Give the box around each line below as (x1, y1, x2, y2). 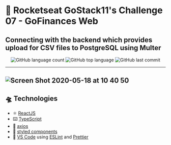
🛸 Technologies (5, 94, 58, 103)
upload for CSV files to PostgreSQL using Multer (5, 43, 161, 52)
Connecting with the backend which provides (5, 35, 153, 44)
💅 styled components (12, 129, 58, 135)
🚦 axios (12, 123, 28, 129)
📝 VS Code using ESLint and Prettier (12, 134, 89, 140)
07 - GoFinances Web (5, 15, 98, 27)
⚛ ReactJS (12, 110, 36, 116)
